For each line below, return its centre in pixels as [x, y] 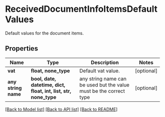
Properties [22, 48]
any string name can [103, 79]
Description [105, 62]
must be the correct [102, 91]
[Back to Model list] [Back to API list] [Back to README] [61, 109]
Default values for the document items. [44, 33]
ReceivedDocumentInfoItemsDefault [81, 9]
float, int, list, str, [51, 91]
